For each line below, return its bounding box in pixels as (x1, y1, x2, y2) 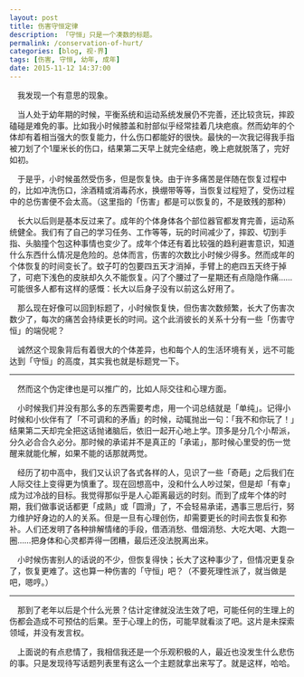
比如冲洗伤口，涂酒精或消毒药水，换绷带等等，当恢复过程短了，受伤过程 (24, 185, 295, 195)
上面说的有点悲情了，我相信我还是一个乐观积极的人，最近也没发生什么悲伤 (16, 646, 295, 657)
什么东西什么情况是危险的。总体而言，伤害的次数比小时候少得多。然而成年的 (9, 249, 295, 260)
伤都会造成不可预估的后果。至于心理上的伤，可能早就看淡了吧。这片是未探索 (9, 615, 295, 626)
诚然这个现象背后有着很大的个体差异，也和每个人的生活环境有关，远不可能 (16, 344, 295, 355)
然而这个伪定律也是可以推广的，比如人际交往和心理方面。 (16, 383, 232, 394)
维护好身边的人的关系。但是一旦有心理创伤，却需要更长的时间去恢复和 (16, 512, 279, 523)
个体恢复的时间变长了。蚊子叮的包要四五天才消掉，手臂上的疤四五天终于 (9, 260, 279, 272)
